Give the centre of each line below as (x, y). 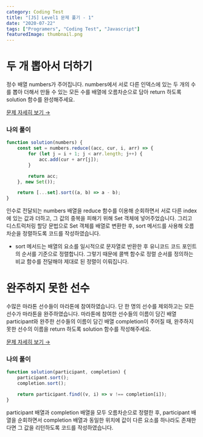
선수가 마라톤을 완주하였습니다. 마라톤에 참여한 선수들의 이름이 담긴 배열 (91, 314)
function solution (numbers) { (45, 143)
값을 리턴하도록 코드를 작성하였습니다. (69, 427)
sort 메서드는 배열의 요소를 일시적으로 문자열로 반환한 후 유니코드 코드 (98, 246)
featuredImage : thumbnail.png (45, 35)
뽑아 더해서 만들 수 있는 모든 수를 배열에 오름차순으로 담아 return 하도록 (97, 92)
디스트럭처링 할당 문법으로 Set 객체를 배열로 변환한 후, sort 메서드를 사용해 (95, 226)
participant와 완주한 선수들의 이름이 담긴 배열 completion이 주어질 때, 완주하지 (100, 322)
